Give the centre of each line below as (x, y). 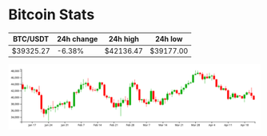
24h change (78, 39)
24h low (169, 39)
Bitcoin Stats (52, 15)
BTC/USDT (31, 39)
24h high (124, 39)
